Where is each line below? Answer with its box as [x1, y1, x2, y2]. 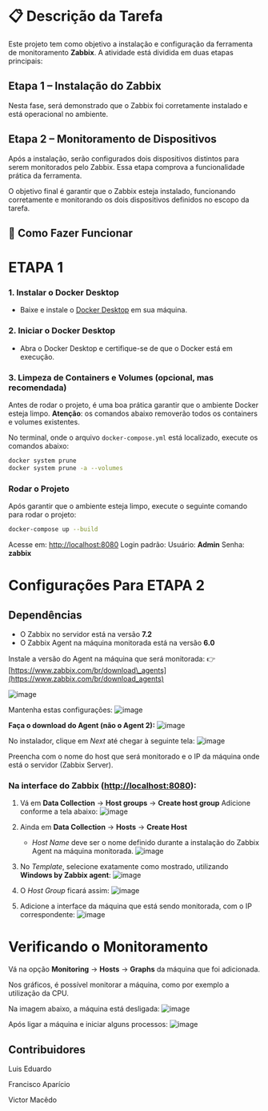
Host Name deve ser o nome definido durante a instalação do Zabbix [31, 838, 260, 847]
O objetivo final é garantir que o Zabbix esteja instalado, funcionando [8, 186, 236, 195]
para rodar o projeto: [8, 510, 77, 520]
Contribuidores [8, 1043, 86, 1057]
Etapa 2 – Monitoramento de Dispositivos [8, 132, 218, 146]
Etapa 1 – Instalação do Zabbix [8, 79, 162, 93]
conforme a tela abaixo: [19, 807, 98, 816]
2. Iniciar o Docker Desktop [8, 325, 116, 336]
